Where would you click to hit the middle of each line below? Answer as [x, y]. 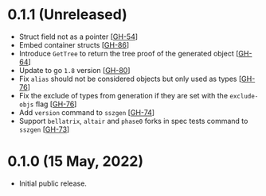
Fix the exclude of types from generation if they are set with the [123, 95]
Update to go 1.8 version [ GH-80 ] [74, 70]
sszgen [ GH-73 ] [44, 129]
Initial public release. [53, 183]
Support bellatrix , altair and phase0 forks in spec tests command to [133, 121]
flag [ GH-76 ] [56, 104]
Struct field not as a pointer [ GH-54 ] [78, 37]
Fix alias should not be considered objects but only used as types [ [130, 79]
